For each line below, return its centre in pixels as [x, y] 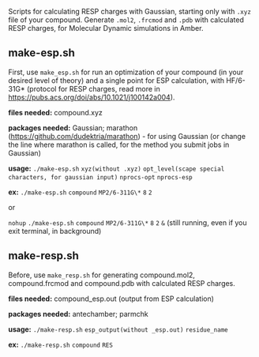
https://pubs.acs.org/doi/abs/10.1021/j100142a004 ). [92, 97]
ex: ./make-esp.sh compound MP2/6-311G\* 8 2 [80, 192]
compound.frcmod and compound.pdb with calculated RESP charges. [122, 283]
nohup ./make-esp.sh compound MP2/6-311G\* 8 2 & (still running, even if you [128, 222]
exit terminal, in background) [55, 231]
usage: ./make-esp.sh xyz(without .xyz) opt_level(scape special [116, 168]
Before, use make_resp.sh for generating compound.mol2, [102, 275]
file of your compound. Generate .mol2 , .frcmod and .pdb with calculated [126, 20]
